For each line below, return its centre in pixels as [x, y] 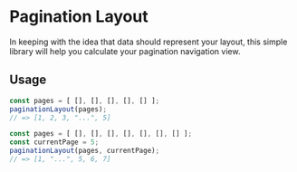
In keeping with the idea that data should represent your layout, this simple [148, 42]
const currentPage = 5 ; [54, 142]
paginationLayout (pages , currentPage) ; [85, 151]
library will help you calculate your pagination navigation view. [125, 51]
